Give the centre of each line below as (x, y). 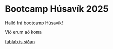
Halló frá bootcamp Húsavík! (34, 23)
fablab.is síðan (20, 41)
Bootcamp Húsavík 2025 (57, 9)
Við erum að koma (23, 32)
